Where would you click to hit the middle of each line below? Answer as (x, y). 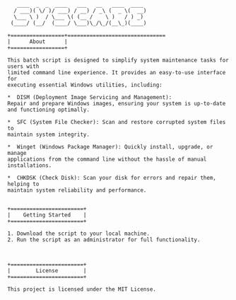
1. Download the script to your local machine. (79, 233)
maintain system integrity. (49, 134)
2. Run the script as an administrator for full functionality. (104, 240)
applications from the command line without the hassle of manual (107, 159)
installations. (30, 166)
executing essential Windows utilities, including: (85, 85)
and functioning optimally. (49, 110)
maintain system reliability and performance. (77, 190)
